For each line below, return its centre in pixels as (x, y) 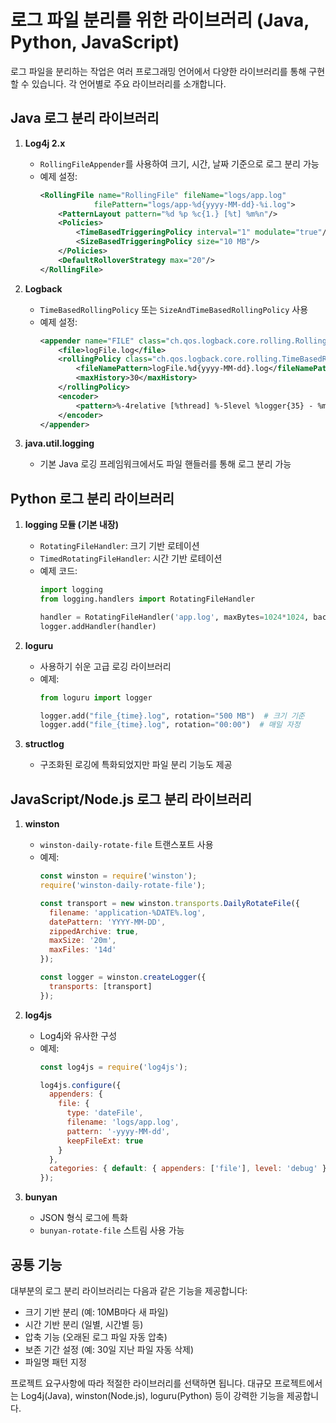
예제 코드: (58, 571)
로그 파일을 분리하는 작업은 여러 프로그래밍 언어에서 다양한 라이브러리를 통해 (158, 71)
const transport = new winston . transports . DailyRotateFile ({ (169, 903)
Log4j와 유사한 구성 (78, 1035)
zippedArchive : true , (94, 931)
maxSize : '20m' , (82, 941)
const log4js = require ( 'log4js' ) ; (113, 1067)
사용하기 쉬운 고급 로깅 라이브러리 (105, 666)
